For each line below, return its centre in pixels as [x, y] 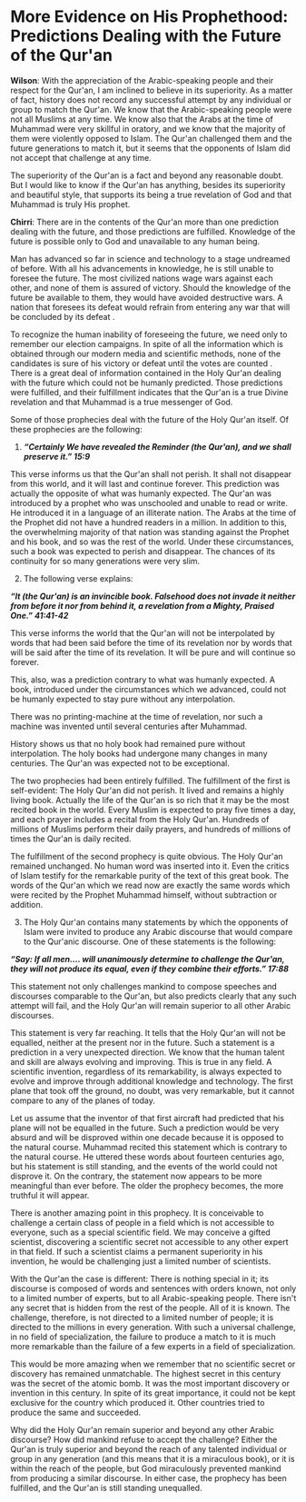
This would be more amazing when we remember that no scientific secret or [153, 1364]
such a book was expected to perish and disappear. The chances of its [143, 551]
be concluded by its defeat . [63, 316]
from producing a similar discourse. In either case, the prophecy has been [148, 1477]
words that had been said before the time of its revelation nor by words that [152, 642]
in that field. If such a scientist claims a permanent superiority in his [137, 1251]
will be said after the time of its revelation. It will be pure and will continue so [153, 652]
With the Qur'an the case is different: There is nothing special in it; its [139, 1278]
